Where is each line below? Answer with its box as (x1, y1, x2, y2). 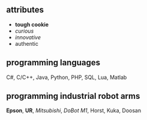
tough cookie (14, 21, 49, 28)
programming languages (6, 57, 101, 68)
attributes (6, 5, 44, 15)
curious (14, 27, 34, 34)
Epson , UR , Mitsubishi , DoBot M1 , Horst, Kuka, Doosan (6, 107, 142, 114)
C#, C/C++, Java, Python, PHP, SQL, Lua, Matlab (6, 74, 127, 81)
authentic (14, 40, 39, 47)
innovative (14, 33, 41, 41)
